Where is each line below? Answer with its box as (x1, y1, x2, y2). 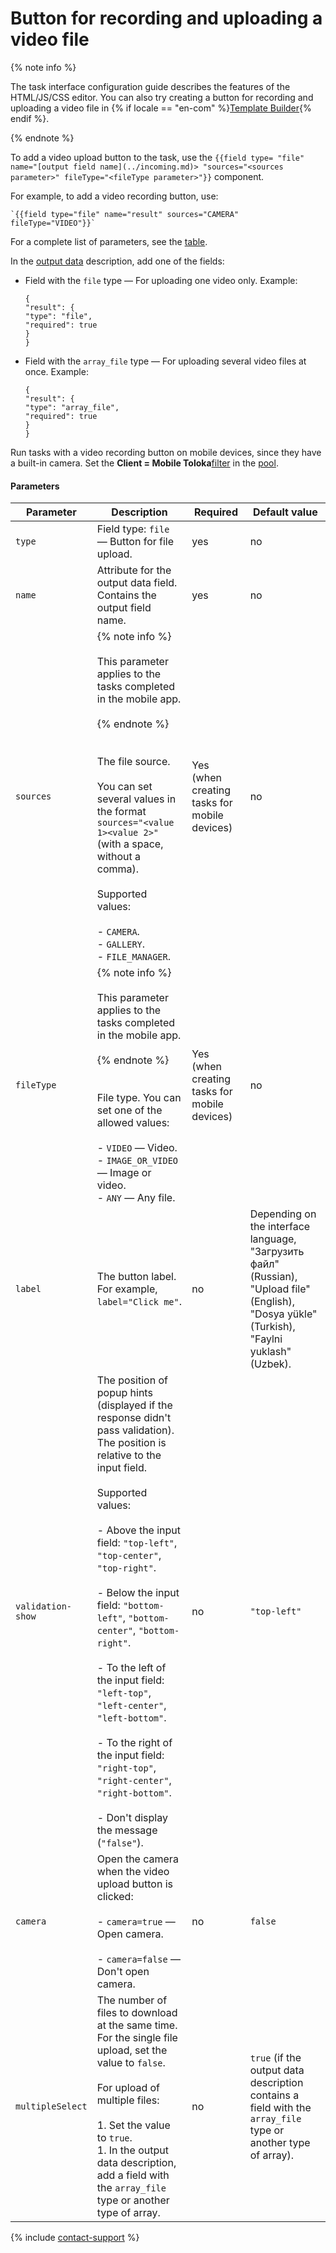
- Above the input (96, 1523, 182, 1537)
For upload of (96, 2081, 160, 2095)
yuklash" (249, 1345, 292, 1359)
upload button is (96, 1877, 173, 1891)
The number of (96, 1993, 168, 2007)
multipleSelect (15, 2101, 88, 2112)
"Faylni (249, 1332, 283, 1346)
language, (249, 1232, 297, 1246)
